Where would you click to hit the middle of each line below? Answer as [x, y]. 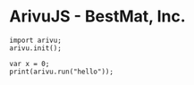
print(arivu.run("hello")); [62, 72]
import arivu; [36, 40]
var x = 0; [30, 64]
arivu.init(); [36, 48]
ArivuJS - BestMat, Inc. [97, 17]
